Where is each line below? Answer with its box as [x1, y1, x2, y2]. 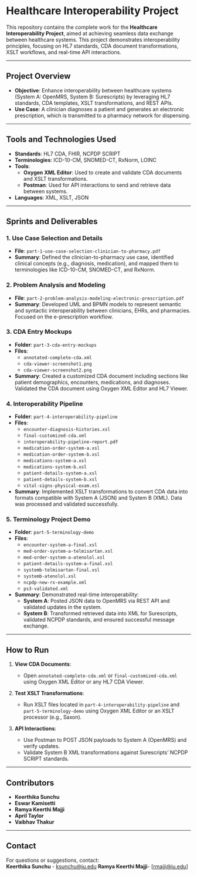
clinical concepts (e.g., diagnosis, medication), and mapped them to [14, 260, 179, 267]
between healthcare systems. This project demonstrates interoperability [6, 36, 180, 43]
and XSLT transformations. [23, 175, 88, 182]
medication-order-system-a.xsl [23, 446, 100, 452]
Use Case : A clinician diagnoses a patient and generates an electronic [14, 105, 185, 112]
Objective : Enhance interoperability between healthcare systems [14, 87, 172, 94]
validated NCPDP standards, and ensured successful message [23, 616, 175, 623]
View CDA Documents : [14, 661, 72, 668]
